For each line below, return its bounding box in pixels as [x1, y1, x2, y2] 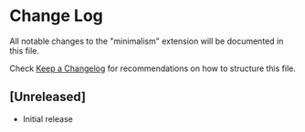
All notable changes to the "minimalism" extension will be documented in [9, 36, 284, 46]
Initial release [22, 113, 73, 124]
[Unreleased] [9, 89, 87, 105]
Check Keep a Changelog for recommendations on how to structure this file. [9, 63, 297, 74]
